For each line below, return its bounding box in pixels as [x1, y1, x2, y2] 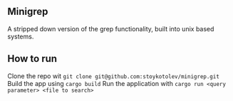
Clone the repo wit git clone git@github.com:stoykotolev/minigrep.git [7, 71, 219, 80]
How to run [7, 53, 58, 65]
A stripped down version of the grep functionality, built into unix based [7, 24, 214, 33]
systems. [7, 32, 34, 41]
